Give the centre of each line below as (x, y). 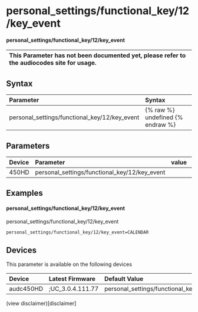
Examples (24, 193)
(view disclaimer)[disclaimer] (41, 303)
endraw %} (161, 125)
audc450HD (26, 289)
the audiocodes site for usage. (53, 63)
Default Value (123, 279)
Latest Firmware (72, 279)
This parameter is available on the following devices (69, 264)
